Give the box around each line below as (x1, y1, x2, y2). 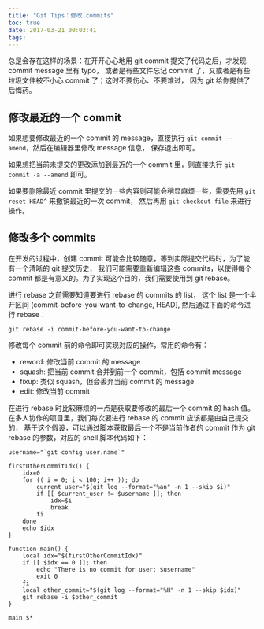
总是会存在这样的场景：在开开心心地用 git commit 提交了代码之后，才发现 (8, 56, 247, 65)
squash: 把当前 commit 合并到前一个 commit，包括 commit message (19, 367, 242, 376)
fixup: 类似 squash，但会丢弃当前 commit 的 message (19, 376, 195, 386)
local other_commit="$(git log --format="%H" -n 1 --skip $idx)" (22, 586, 242, 594)
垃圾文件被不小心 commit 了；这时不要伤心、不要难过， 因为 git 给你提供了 (8, 76, 251, 85)
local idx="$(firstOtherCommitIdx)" (22, 552, 143, 560)
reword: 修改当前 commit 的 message (19, 357, 141, 366)
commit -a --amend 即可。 (8, 170, 91, 179)
